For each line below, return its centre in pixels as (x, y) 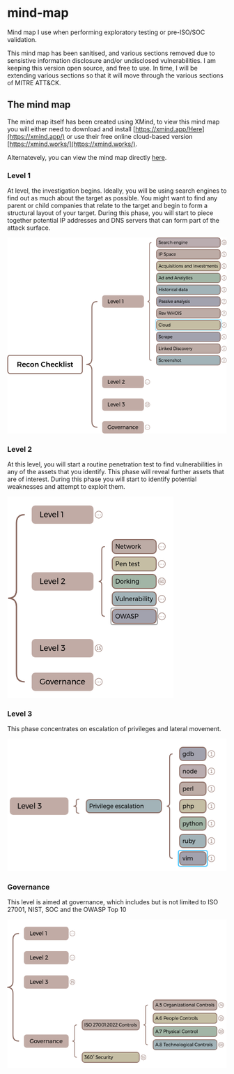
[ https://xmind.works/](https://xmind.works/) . (72, 144)
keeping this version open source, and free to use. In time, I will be (103, 68)
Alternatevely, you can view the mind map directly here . (87, 157)
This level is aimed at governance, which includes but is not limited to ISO (112, 902)
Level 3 (20, 714)
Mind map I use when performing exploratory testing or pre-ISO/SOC (106, 32)
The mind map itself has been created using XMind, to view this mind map (114, 122)
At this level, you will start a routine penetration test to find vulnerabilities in (115, 464)
